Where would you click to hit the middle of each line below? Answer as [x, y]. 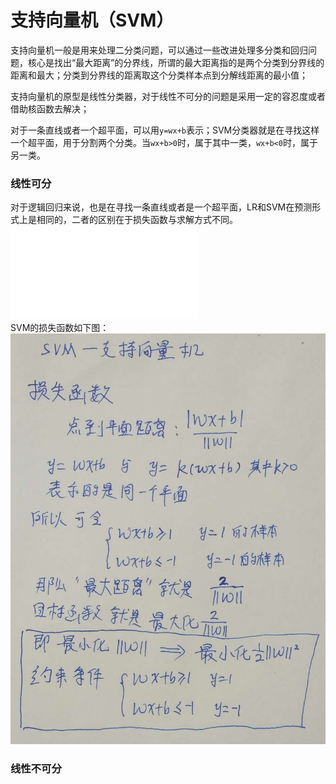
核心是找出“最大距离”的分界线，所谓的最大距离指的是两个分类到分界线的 [176, 62]
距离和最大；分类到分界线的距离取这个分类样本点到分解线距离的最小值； [159, 75]
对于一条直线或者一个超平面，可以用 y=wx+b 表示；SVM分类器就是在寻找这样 [165, 130]
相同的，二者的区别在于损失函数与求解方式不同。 [137, 220]
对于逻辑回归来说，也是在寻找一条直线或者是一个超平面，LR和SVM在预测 [161, 207]
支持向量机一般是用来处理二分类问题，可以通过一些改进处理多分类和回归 [159, 50]
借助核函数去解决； [50, 108]
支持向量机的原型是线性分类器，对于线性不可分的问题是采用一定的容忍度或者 [168, 96]
